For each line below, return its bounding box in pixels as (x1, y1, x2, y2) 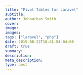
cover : (5, 21, 19, 26)
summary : (5, 48, 23, 53)
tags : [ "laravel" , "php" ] (5, 35, 58, 40)
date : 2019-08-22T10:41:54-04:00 (5, 39, 74, 44)
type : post (5, 62, 28, 67)
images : (5, 30, 21, 35)
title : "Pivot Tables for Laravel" (5, 7, 79, 12)
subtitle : (5, 12, 26, 17)
